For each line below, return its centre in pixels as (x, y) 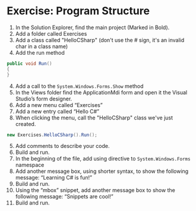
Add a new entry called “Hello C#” (57, 111)
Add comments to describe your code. (62, 146)
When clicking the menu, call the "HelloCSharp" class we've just (94, 118)
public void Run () (29, 64)
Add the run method (40, 52)
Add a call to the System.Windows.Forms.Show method (79, 86)
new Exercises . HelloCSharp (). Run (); (52, 135)
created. (26, 124)
